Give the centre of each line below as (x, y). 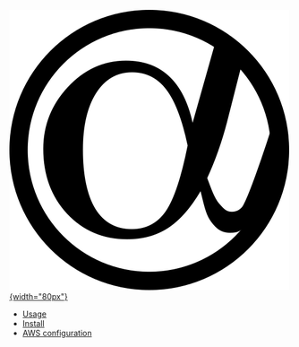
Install (33, 323)
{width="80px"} (39, 296)
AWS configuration (57, 333)
